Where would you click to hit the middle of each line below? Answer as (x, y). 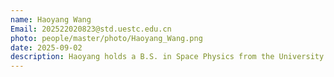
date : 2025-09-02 (46, 47)
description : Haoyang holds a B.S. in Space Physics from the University (167, 57)
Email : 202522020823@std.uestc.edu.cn (91, 29)
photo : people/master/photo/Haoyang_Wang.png (106, 38)
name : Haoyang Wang (51, 19)
